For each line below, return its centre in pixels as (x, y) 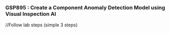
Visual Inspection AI (31, 14)
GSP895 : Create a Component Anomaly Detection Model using (85, 8)
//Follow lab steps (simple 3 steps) (42, 25)
